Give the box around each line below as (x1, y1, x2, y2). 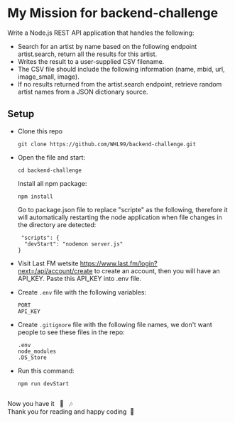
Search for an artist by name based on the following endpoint (17, 42, 197, 50)
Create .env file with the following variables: (17, 287, 147, 296)
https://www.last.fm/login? (80, 259, 158, 268)
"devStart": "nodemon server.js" (24, 240, 124, 248)
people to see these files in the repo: (17, 328, 126, 336)
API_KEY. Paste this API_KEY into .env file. (17, 274, 142, 282)
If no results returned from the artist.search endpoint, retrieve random (17, 79, 222, 88)
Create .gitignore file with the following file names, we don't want (17, 320, 213, 329)
